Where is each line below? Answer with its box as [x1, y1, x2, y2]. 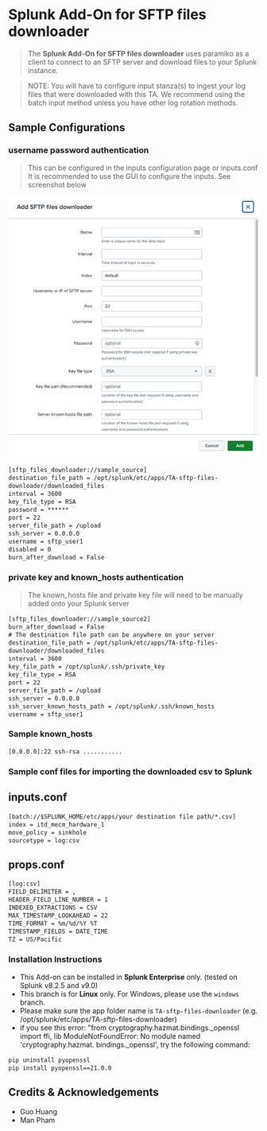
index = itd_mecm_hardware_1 [8, 820, 105, 828]
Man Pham [19, 1115, 56, 1125]
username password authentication [8, 145, 149, 156]
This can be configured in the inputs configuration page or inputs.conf [27, 163, 258, 172]
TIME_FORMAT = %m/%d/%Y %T [8, 920, 98, 928]
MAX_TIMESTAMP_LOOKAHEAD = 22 [8, 912, 109, 920]
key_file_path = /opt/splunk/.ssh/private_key [8, 662, 165, 671]
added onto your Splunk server [27, 598, 130, 608]
